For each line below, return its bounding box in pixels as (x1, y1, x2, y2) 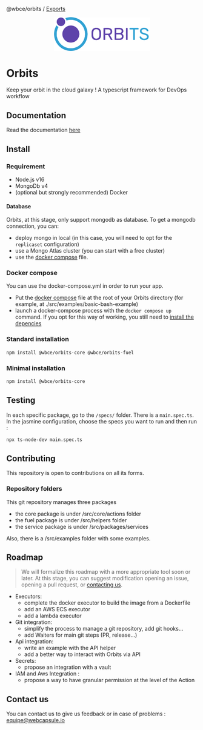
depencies (15, 320, 42, 327)
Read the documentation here (6, 127, 81, 134)
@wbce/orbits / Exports (6, 5, 65, 12)
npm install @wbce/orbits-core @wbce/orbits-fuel (6, 350, 135, 356)
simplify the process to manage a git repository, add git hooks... (24, 625, 184, 632)
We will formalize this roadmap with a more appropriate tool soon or (21, 568, 191, 576)
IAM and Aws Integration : (15, 670, 80, 677)
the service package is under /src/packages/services (15, 523, 148, 530)
